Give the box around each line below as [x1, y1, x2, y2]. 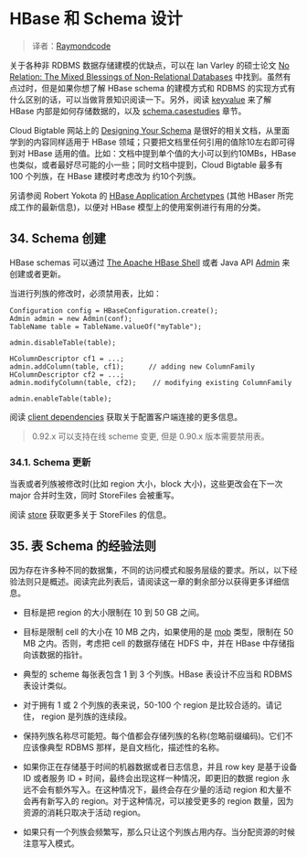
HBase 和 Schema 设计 [9, 8, 183, 29]
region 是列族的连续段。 [40, 711, 132, 722]
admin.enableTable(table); [9, 394, 112, 403]
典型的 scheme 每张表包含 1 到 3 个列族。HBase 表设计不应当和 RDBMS [22, 669, 292, 680]
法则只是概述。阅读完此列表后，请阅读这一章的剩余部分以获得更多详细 [16, 575, 281, 586]
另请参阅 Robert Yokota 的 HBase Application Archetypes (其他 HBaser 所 [9, 189, 286, 201]
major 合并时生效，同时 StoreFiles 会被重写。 [9, 490, 180, 501]
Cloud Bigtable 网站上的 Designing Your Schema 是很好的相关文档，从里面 [9, 124, 291, 135]
